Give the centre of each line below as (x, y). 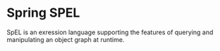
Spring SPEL (43, 13)
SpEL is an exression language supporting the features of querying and (110, 32)
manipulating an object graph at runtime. (66, 39)
